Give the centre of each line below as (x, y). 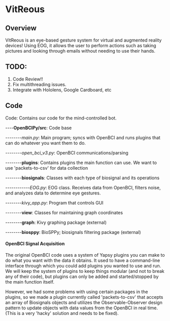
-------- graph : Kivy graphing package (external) (56, 222)
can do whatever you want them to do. (46, 143)
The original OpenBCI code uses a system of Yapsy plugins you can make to (85, 255)
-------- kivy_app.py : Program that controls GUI (55, 203)
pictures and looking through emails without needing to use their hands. (80, 51)
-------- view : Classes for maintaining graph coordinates (64, 212)
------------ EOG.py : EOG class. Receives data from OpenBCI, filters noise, (83, 187)
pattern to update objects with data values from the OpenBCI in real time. (82, 308)
